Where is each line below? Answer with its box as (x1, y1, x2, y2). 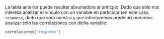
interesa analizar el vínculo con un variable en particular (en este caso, (5, 9, 150, 15)
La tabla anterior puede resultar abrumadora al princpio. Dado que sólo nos (5, 4, 160, 10)
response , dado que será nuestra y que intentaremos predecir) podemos (5, 15, 153, 20)
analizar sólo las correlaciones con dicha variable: (5, 20, 108, 26)
